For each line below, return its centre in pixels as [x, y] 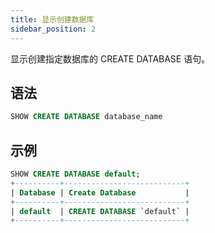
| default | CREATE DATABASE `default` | [100, 211]
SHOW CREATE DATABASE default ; [75, 174]
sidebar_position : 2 [53, 29]
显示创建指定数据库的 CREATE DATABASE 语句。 [110, 58]
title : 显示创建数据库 [52, 19]
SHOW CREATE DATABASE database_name [86, 117]
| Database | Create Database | [100, 192]
